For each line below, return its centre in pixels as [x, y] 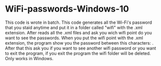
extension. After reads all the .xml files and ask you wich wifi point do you [79, 33]
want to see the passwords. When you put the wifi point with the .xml [74, 38]
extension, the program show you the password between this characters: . [79, 43]
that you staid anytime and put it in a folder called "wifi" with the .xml [74, 27]
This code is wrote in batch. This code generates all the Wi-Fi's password [79, 22]
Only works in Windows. [29, 58]
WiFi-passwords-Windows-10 [67, 9]
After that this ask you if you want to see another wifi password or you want [80, 48]
